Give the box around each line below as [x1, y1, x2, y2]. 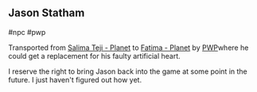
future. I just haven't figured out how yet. [8, 75, 142, 84]
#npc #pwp [8, 27, 46, 36]
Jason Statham [8, 6, 85, 20]
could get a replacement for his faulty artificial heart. [8, 51, 181, 60]
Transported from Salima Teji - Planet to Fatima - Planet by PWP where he [8, 43, 249, 52]
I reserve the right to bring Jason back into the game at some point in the [8, 67, 248, 76]
